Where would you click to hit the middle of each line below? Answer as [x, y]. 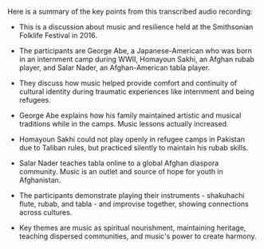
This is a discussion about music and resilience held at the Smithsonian [136, 27]
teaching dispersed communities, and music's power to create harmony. [138, 236]
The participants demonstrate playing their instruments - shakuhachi [132, 195]
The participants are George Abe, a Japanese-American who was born [136, 51]
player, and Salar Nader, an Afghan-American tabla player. [114, 68]
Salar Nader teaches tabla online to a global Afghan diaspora [119, 163]
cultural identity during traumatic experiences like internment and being [136, 91]
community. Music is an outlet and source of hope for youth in [121, 171]
